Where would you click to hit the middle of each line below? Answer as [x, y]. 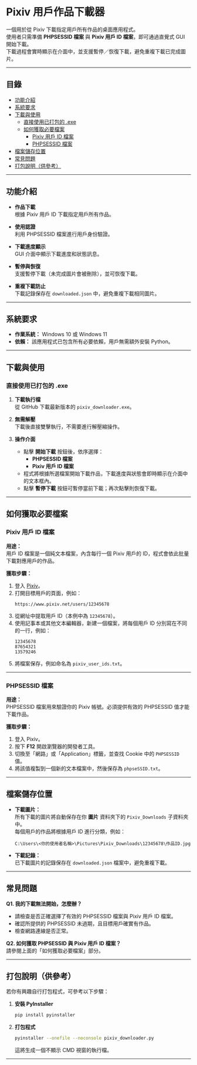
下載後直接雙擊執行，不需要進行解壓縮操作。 [69, 427]
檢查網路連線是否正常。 [43, 931]
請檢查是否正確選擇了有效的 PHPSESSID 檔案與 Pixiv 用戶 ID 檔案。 [96, 916]
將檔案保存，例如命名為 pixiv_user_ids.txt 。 [70, 663]
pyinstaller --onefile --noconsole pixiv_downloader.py [84, 1038]
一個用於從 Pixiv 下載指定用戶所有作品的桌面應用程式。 [72, 29]
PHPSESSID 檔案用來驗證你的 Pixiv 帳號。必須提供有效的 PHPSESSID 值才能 [98, 707]
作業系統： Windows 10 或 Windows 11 [61, 334]
